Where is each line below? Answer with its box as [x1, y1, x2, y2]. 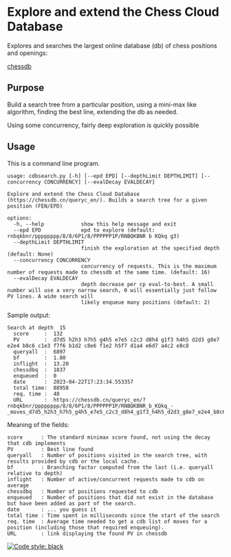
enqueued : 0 [13, 372, 57, 379]
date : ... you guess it [7, 506, 97, 513]
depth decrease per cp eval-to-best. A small [80, 281, 214, 287]
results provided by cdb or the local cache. [7, 458, 140, 465]
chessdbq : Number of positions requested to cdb [7, 488, 158, 495]
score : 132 [13, 330, 63, 337]
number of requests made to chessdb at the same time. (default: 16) [7, 269, 211, 276]
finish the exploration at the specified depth [80, 245, 220, 252]
